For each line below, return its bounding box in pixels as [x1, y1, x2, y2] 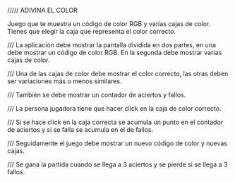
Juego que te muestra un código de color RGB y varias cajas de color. [7, 20, 211, 28]
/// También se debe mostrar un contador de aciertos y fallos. [7, 91, 186, 99]
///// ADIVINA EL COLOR [7, 6, 78, 14]
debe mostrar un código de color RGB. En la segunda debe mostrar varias [7, 49, 222, 56]
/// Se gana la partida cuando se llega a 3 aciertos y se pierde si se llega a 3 [7, 160, 228, 169]
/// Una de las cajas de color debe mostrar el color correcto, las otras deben [7, 70, 229, 78]
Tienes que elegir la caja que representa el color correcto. [7, 28, 176, 35]
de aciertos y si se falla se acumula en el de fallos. [7, 126, 154, 133]
